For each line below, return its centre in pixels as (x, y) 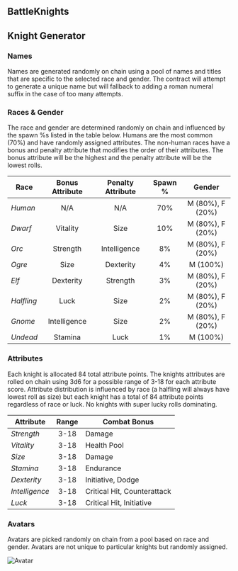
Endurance (103, 468)
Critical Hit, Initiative (118, 502)
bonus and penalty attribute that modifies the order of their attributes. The (115, 150)
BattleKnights (38, 12)
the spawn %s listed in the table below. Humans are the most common (110, 135)
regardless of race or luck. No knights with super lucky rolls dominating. (112, 404)
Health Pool (104, 445)
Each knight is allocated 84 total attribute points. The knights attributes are (116, 374)
